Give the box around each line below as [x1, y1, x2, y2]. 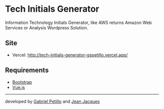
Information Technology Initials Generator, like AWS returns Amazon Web [5, 20, 152, 25]
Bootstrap [12, 79, 32, 85]
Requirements [5, 66, 49, 74]
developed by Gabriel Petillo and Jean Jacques [5, 98, 100, 104]
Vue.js [12, 84, 25, 90]
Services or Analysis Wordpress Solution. [5, 24, 88, 30]
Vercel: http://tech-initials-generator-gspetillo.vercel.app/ [12, 52, 128, 58]
